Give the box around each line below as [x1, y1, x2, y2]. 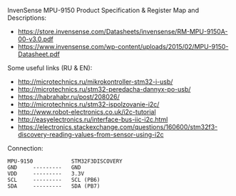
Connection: [7, 144, 43, 152]
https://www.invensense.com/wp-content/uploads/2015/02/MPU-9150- [17, 43, 229, 50]
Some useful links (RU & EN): [7, 64, 93, 72]
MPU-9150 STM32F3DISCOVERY [7, 158, 123, 165]
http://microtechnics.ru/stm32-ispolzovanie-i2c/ [17, 100, 160, 109]
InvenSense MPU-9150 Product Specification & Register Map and [7, 6, 200, 14]
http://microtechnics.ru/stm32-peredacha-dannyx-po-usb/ [17, 85, 191, 93]
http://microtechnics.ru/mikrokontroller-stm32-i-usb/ [17, 77, 173, 86]
